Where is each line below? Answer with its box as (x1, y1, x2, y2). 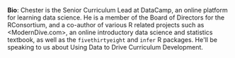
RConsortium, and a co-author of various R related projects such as (7, 21, 205, 29)
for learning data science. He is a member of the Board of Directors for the (7, 13, 225, 22)
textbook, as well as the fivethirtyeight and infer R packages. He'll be (7, 36, 218, 44)
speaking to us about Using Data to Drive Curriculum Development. (7, 43, 204, 51)
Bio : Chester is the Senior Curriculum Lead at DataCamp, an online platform (7, 6, 228, 14)
